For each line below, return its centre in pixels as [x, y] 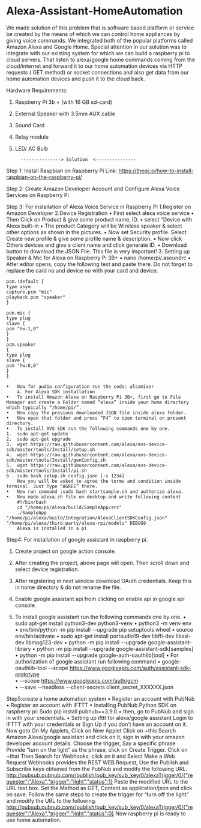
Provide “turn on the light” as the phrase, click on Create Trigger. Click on [97, 749]
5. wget [17, 465]
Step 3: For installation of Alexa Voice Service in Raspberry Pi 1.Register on [99, 207]
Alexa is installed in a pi [52, 528]
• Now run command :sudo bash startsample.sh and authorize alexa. [95, 491]
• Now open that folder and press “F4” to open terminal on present [96, 418]
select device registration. [47, 569]
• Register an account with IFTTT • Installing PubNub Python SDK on [91, 705]
